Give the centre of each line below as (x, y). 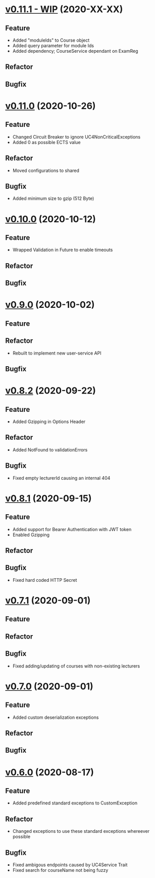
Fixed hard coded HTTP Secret (45, 580)
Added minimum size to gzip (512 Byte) (53, 198)
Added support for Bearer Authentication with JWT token (72, 529)
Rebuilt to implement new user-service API (57, 353)
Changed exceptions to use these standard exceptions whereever (81, 831)
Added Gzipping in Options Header (49, 422)
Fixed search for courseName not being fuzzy (60, 870)
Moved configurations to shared (46, 170)
